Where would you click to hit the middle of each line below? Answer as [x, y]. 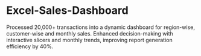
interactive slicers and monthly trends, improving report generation [90, 40]
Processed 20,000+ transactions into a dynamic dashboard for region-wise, [101, 27]
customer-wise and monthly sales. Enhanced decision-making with [90, 33]
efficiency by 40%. [30, 46]
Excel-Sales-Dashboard [67, 11]
